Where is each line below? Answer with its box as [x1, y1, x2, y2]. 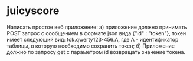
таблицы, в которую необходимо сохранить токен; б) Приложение [6, 42, 175, 49]
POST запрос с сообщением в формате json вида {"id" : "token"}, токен [6, 29, 187, 36]
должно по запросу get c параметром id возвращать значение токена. [6, 48, 185, 55]
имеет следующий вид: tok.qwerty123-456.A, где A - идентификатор [6, 36, 179, 43]
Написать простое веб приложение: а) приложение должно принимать [6, 23, 188, 30]
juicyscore [6, 4, 60, 18]
